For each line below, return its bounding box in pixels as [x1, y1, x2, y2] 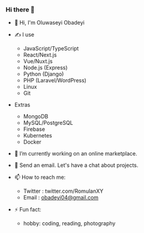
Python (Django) [23, 70, 64, 77]
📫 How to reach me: [14, 174, 66, 181]
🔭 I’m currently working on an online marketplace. [14, 150, 137, 157]
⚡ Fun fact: [14, 206, 41, 213]
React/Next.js [23, 51, 57, 59]
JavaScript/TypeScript [23, 45, 79, 52]
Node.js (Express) [23, 64, 68, 71]
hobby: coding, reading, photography [23, 220, 116, 227]
